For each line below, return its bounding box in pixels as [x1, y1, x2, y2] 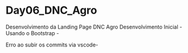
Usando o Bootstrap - [5, 29, 59, 36]
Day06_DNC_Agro [5, 4, 97, 17]
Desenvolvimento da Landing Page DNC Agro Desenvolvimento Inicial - [5, 23, 183, 30]
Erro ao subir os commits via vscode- [5, 41, 99, 48]
